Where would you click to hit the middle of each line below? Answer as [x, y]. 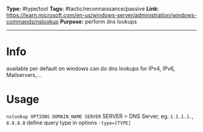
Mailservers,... [24, 74]
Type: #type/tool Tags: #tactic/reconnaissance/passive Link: [82, 9]
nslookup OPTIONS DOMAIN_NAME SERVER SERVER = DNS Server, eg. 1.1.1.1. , [100, 116]
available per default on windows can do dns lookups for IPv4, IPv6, [91, 68]
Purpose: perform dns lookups [98, 21]
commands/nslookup [33, 21]
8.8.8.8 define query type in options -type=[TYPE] [69, 122]
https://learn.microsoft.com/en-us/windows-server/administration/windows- [101, 15]
